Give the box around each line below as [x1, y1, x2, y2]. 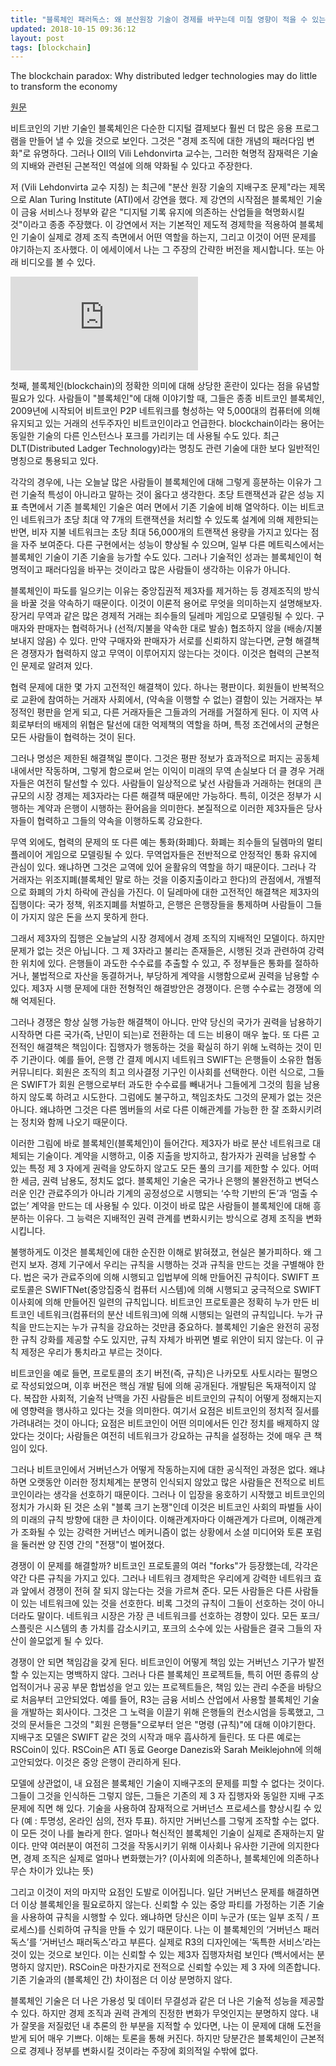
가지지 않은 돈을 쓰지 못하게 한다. [20, 911, 149, 923]
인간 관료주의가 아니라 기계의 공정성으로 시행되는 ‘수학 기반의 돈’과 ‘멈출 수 [28, 1187, 319, 1200]
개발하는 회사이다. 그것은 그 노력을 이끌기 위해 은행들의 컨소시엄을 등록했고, [20, 1706, 315, 1718]
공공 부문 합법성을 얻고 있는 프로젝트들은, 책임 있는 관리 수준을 [53, 1681, 296, 1693]
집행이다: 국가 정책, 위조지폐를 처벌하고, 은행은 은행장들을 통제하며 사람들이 [10, 899, 304, 911]
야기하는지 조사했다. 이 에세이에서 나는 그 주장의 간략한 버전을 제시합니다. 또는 [10, 244, 315, 256]
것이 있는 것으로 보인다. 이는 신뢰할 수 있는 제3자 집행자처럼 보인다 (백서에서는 [10, 1949, 315, 1961]
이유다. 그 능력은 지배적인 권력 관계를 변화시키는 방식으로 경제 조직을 [36, 1212, 304, 1225]
